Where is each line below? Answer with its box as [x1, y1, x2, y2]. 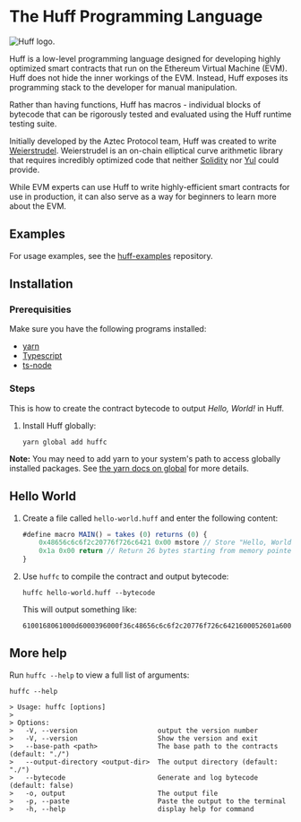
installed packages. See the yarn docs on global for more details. [9, 463, 249, 473]
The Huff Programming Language [9, 6, 263, 27]
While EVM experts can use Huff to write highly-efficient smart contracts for [9, 181, 290, 192]
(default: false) [9, 781, 74, 790]
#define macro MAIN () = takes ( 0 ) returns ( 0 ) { [21, 530, 208, 539]
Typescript [21, 350, 63, 361]
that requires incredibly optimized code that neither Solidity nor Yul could [9, 154, 279, 165]
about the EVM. [9, 200, 67, 212]
